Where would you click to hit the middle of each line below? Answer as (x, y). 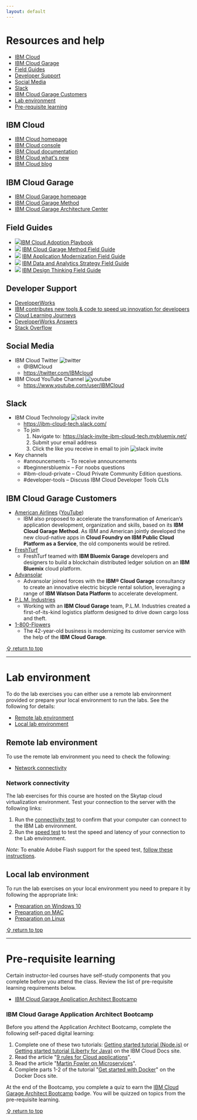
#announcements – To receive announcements (80, 461)
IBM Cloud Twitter (36, 360)
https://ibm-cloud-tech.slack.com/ (65, 424)
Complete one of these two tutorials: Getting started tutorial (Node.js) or (102, 1045)
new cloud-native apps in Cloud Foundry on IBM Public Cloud (99, 538)
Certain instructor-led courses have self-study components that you (89, 975)
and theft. (35, 619)
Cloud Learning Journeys (45, 315)
